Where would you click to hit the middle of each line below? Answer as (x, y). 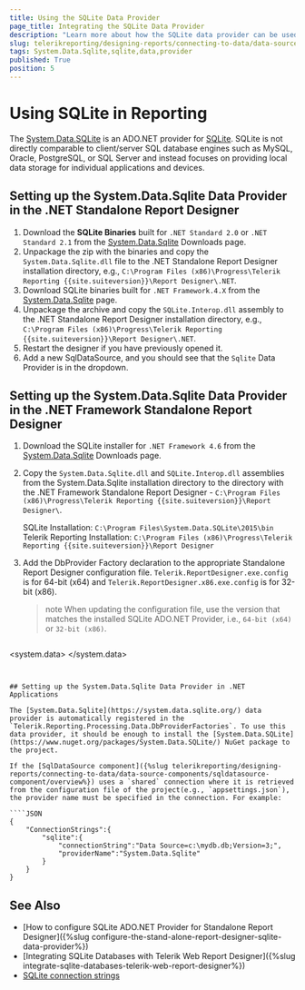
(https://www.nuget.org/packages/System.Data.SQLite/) (115, 742)
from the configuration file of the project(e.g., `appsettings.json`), (150, 790)
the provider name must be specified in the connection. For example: (146, 798)
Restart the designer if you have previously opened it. (123, 348)
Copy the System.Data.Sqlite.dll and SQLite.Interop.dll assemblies (153, 473)
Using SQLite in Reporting (108, 114)
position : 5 (32, 69)
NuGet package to (257, 742)
